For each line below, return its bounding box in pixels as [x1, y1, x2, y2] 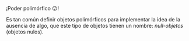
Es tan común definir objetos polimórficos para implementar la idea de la [6, 16, 181, 23]
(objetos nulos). [6, 28, 44, 35]
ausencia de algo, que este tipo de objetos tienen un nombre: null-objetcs [6, 23, 184, 29]
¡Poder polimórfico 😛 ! [6, 5, 60, 12]
